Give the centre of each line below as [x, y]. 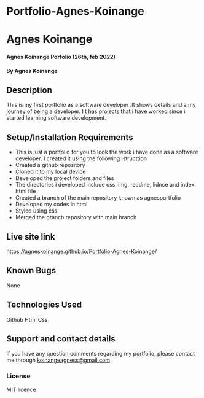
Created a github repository [50, 165]
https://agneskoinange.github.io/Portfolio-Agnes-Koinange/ [82, 251]
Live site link [31, 237]
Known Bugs [31, 271]
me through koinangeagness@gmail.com [58, 360]
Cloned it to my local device [50, 172]
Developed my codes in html [51, 205]
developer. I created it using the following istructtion [81, 158]
